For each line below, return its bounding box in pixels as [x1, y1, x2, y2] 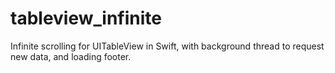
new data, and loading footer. [10, 50, 132, 62]
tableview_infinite [10, 7, 162, 30]
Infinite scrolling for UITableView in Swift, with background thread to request [10, 40, 325, 52]
